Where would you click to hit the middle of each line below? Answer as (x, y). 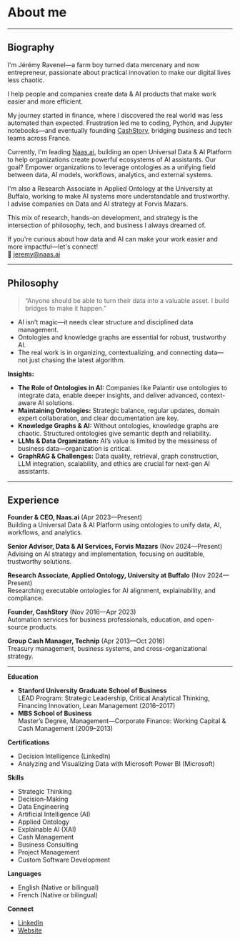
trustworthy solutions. (40, 562)
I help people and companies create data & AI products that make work (112, 94)
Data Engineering (43, 807)
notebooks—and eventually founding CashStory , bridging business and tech (120, 130)
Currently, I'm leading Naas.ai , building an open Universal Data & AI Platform (120, 151)
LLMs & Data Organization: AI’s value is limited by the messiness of (117, 441)
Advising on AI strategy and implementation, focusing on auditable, (106, 554)
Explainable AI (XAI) (47, 830)
